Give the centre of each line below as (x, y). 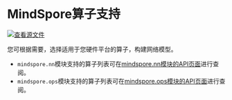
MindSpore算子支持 (64, 14)
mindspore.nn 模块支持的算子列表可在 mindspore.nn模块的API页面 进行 (115, 63)
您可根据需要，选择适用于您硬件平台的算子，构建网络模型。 (92, 49)
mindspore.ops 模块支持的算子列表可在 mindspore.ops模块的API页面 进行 (118, 81)
